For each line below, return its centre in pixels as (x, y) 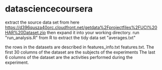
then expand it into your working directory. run (93, 32)
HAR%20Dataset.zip (25, 32)
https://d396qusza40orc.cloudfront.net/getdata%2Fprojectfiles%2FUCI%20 (81, 27)
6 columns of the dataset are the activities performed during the (69, 57)
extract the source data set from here (42, 22)
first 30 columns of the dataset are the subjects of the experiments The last (80, 52)
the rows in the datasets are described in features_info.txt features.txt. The (80, 47)
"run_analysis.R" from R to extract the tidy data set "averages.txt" (70, 38)
